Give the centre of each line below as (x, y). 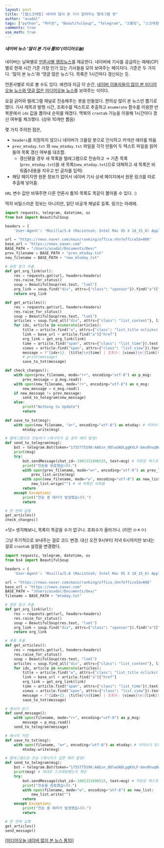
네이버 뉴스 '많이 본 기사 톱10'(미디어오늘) (45, 48)
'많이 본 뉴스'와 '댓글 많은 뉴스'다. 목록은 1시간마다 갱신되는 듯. (71, 74)
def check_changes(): (27, 370)
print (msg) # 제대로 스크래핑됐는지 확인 (50, 772)
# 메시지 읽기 (17, 709)
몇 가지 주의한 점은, (23, 130)
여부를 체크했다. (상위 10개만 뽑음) (42, 119)
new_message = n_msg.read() (51, 389)
